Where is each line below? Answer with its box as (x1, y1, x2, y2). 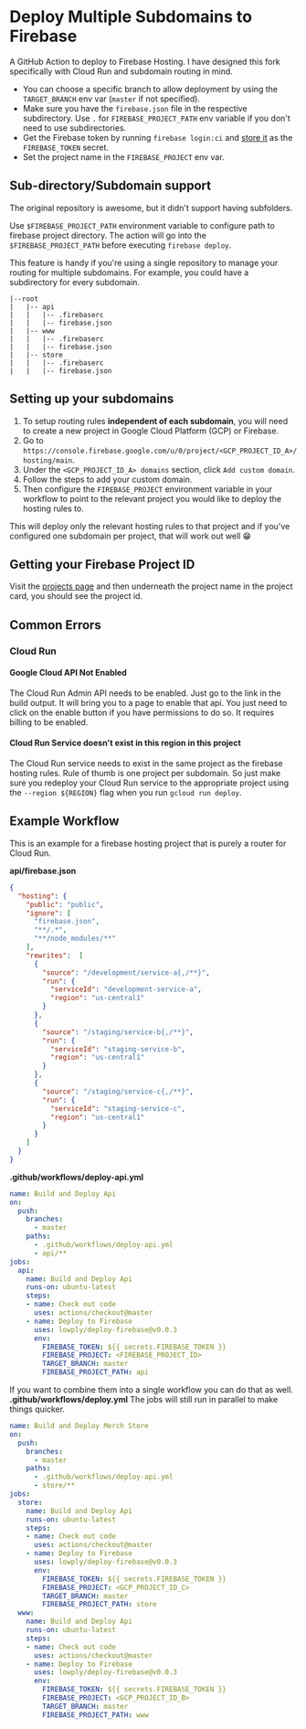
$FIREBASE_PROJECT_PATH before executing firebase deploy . (9, 240, 232, 251)
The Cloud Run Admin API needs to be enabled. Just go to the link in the (9, 688, 281, 699)
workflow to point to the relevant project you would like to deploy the (22, 493, 281, 504)
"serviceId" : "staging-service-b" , (49, 1044, 185, 1053)
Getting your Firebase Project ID (9, 556, 195, 572)
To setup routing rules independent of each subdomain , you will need (22, 415, 289, 426)
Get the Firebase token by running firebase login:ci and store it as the (22, 132, 293, 143)
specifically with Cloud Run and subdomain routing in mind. (9, 66, 233, 77)
